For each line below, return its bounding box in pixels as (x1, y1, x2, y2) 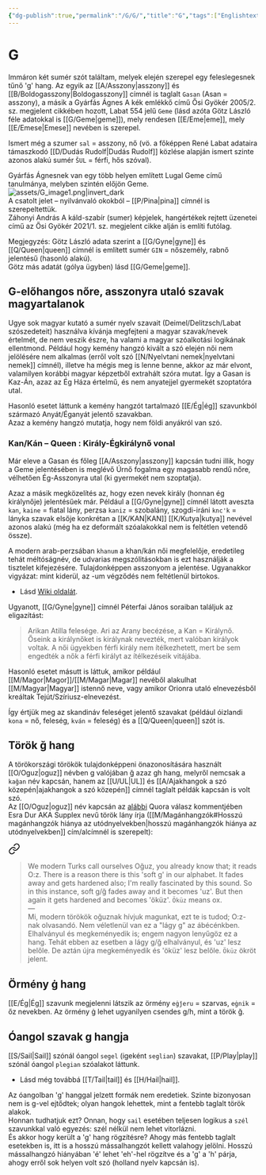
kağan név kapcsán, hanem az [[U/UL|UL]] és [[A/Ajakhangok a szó (8, 776, 227, 787)
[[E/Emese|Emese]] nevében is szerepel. (8, 122, 141, 132)
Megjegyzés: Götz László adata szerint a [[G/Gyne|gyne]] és (8, 236, 206, 246)
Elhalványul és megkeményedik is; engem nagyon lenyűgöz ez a (27, 929, 238, 938)
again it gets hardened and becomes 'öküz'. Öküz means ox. (27, 895, 222, 905)
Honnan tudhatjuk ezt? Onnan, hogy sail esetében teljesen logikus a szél (8, 1115, 249, 1125)
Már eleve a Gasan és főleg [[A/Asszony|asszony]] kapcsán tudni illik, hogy (8, 456, 255, 466)
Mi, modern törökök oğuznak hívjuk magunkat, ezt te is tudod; (27, 912, 230, 922)
